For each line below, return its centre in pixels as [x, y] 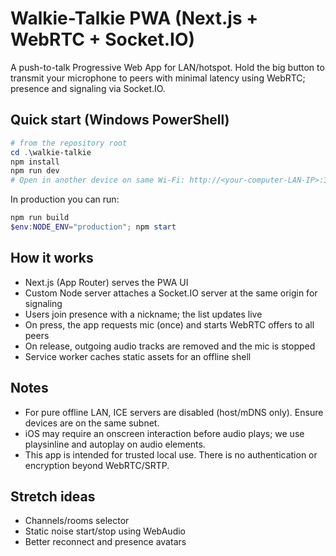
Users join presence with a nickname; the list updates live [143, 314]
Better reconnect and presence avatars [105, 542]
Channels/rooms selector [77, 521]
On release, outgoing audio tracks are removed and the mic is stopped [170, 346]
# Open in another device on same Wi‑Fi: [98, 180]
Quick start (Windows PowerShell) [120, 120]
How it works [52, 258]
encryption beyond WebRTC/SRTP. [97, 465]
